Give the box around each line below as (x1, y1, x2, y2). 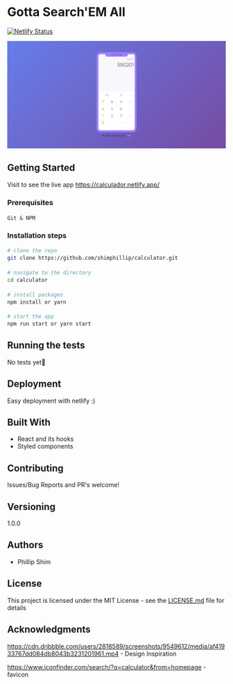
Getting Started (7, 162, 76, 174)
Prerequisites (7, 198, 53, 207)
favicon (7, 670, 29, 678)
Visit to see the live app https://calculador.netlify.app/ (7, 180, 160, 188)
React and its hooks (17, 435, 74, 444)
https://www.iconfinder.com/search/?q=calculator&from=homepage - (7, 663, 207, 671)
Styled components (17, 442, 74, 450)
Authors (7, 539, 44, 551)
